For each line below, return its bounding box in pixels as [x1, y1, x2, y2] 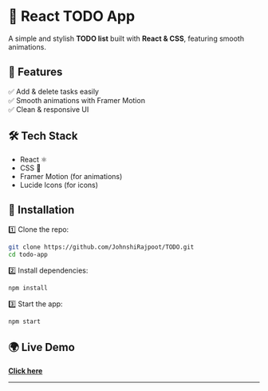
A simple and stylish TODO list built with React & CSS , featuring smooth [8, 34, 245, 43]
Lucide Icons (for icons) [19, 180, 98, 190]
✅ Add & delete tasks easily [8, 86, 100, 96]
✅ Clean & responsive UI [8, 104, 89, 114]
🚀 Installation [8, 203, 75, 217]
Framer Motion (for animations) [19, 171, 123, 181]
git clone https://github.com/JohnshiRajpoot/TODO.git [8, 243, 195, 251]
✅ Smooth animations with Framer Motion [8, 95, 146, 105]
